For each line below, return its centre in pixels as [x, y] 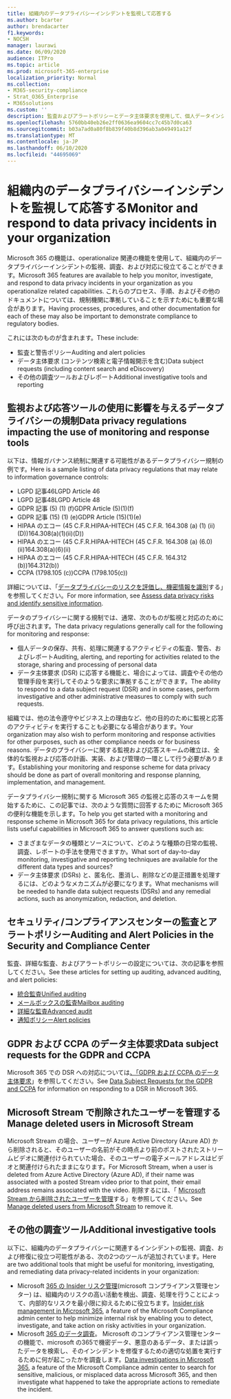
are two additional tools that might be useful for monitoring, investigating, [111, 1264]
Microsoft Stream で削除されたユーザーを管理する [114, 1112]
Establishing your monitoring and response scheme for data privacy [114, 767]
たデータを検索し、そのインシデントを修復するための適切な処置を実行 [117, 1351]
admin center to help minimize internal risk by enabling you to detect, [115, 1318]
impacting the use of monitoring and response [108, 432]
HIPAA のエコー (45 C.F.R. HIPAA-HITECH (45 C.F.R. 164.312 [102, 557]
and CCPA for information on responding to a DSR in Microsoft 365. [102, 1089]
